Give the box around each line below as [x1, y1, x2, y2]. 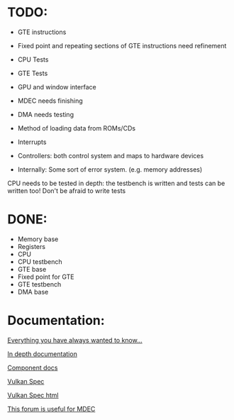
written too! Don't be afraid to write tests [7, 186, 126, 195]
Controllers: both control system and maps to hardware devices [17, 151, 204, 160]
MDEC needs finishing [17, 96, 83, 105]
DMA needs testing [17, 110, 74, 118]
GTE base [17, 265, 47, 273]
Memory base [17, 235, 59, 243]
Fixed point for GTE [17, 272, 74, 281]
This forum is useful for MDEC [7, 404, 96, 413]
